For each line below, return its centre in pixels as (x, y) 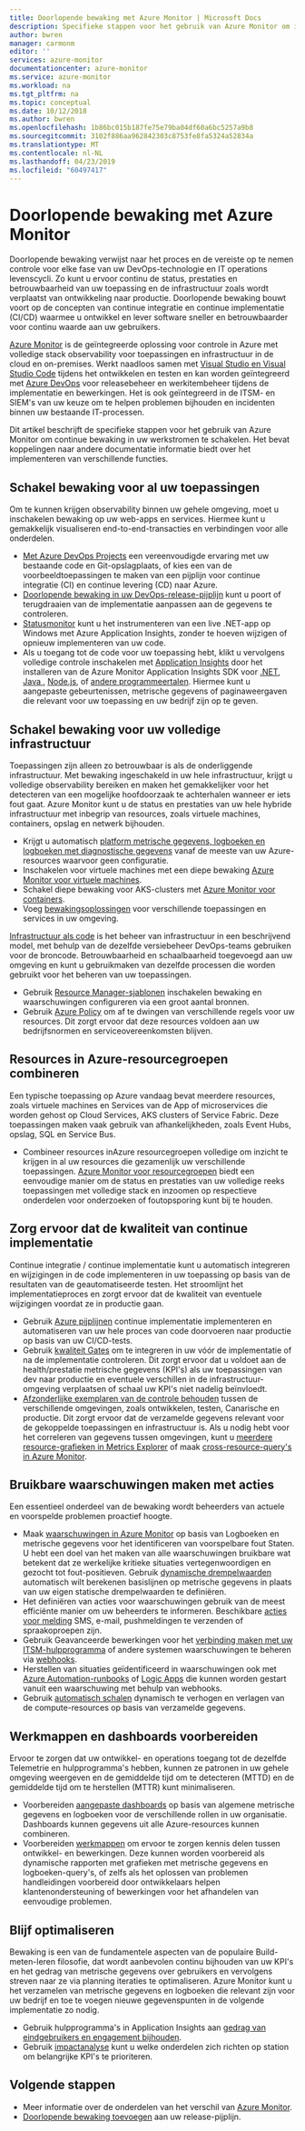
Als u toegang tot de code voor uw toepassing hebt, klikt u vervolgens (154, 653)
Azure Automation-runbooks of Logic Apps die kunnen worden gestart (154, 1679)
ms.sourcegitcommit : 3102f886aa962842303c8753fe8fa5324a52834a (132, 136)
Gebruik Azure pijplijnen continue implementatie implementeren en (147, 1321)
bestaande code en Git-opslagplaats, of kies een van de (128, 565)
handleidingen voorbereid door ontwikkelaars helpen (121, 1882)
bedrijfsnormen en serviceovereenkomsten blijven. (118, 1030)
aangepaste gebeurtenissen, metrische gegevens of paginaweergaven (155, 691)
